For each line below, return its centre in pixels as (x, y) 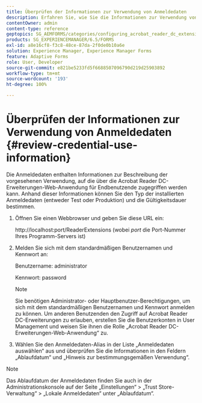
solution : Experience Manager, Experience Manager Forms (79, 51)
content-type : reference (37, 29)
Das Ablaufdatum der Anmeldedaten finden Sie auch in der (79, 380)
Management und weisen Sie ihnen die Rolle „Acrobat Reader (91, 326)
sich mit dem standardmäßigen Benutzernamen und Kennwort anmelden (105, 307)
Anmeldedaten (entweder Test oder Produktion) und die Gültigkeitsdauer (96, 200)
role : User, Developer (35, 62)
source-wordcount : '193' (37, 79)
